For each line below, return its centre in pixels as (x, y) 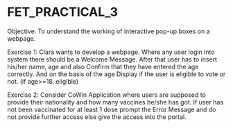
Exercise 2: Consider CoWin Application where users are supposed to (106, 95)
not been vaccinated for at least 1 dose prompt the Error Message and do (112, 109)
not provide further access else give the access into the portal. (97, 117)
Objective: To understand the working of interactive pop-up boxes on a (109, 31)
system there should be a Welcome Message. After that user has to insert (112, 59)
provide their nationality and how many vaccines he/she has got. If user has (115, 102)
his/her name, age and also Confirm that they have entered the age (103, 66)
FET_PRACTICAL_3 (63, 12)
